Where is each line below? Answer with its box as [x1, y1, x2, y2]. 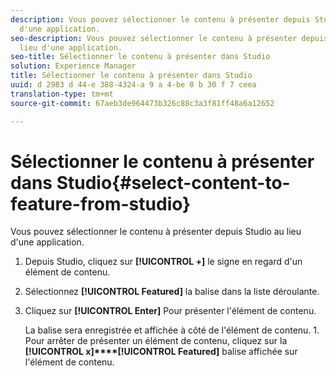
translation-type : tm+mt [10, 89, 114, 99]
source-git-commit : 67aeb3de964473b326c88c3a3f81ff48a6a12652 [10, 98, 275, 108]
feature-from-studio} [10, 192, 192, 215]
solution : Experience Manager [10, 61, 137, 71]
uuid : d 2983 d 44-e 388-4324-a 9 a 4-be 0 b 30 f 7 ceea [10, 80, 257, 90]
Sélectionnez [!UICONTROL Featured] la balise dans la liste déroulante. [24, 286, 320, 298]
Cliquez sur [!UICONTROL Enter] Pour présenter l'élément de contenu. [24, 305, 317, 317]
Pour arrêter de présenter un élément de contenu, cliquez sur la [24, 335, 288, 347]
